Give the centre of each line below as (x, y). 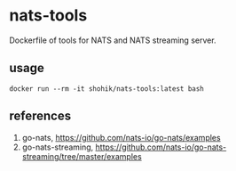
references (40, 116)
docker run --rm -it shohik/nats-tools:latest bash (106, 89)
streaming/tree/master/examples (82, 156)
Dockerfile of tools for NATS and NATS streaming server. (113, 40)
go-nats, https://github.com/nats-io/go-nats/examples (121, 137)
